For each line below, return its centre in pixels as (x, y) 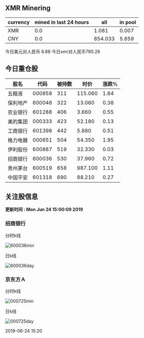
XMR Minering (28, 8)
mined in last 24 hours (62, 22)
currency (19, 22)
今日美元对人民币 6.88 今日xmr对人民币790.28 (53, 51)
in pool (128, 22)
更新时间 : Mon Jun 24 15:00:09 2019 (44, 210)
